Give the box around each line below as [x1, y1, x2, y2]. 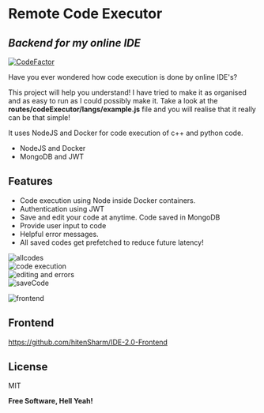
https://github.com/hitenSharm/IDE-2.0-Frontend [8, 337, 168, 347]
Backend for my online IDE [8, 36, 141, 50]
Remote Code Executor [8, 5, 163, 23]
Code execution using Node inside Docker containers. [19, 195, 196, 205]
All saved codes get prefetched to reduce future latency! [19, 238, 204, 247]
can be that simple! [8, 113, 71, 122]
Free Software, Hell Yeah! [8, 396, 93, 406]
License [8, 360, 48, 374]
